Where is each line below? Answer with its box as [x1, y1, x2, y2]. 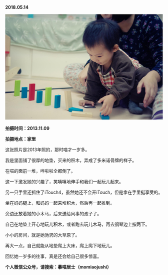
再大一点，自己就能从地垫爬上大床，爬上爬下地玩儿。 [5, 242, 115, 248]
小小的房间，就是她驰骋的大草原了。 [5, 232, 80, 238]
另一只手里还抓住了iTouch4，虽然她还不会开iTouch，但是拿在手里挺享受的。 [5, 189, 163, 195]
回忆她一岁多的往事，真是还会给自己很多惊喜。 [5, 253, 101, 259]
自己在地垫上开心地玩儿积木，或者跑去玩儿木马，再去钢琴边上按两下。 [5, 221, 150, 227]
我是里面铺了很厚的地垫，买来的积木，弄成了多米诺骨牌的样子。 [5, 157, 136, 163]
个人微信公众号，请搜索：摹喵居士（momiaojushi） [5, 263, 111, 270]
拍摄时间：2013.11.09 [5, 125, 50, 131]
